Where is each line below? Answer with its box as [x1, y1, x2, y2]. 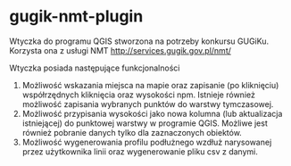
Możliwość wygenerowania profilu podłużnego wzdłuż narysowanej [21, 137, 272, 147]
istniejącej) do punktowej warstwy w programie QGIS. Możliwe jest [21, 118, 268, 129]
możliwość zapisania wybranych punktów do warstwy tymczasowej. [21, 98, 274, 109]
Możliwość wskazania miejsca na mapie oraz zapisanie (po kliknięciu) [21, 79, 279, 90]
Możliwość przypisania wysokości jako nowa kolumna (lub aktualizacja [21, 108, 283, 119]
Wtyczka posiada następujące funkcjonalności [9, 62, 180, 73]
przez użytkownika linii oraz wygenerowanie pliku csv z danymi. [21, 145, 259, 157]
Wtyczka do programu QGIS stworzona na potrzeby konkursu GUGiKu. [9, 36, 270, 46]
